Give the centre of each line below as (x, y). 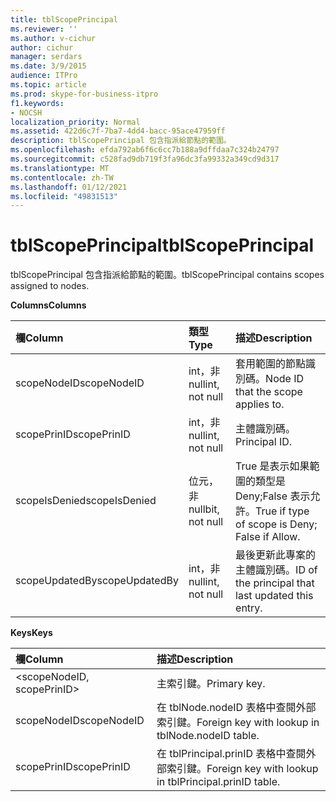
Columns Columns (48, 305)
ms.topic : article (48, 85)
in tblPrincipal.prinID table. (218, 782)
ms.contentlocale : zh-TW (62, 177)
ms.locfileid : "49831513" (64, 196)
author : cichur (42, 47)
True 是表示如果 (272, 466)
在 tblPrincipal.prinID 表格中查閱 (231, 754)
